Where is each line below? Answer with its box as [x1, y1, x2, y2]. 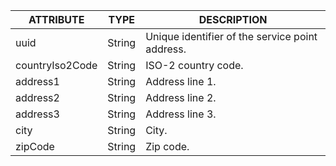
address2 [15, 91, 60, 104]
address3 [15, 107, 60, 121]
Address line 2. [145, 91, 217, 104]
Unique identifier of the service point [145, 30, 318, 43]
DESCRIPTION [198, 13, 268, 26]
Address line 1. [145, 75, 217, 88]
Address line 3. [145, 107, 217, 121]
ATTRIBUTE [28, 13, 85, 26]
